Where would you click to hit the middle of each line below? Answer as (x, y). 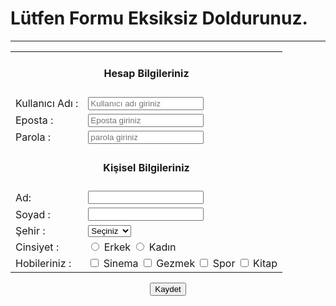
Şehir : (30, 231)
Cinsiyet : (37, 247)
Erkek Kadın (140, 247)
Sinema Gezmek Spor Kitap (190, 264)
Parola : (33, 137)
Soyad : (33, 214)
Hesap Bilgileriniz (146, 74)
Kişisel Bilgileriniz (146, 167)
